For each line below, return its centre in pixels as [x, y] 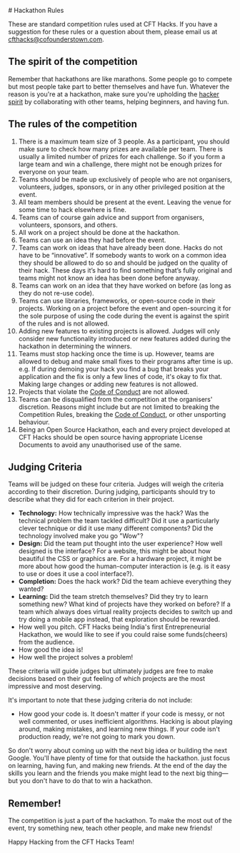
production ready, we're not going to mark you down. [97, 737]
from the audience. [46, 642]
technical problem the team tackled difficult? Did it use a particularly [119, 521]
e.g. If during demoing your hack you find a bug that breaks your [114, 369]
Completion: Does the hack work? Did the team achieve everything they [125, 582]
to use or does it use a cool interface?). [76, 574]
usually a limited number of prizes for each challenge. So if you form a [122, 156]
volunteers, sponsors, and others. [68, 225]
